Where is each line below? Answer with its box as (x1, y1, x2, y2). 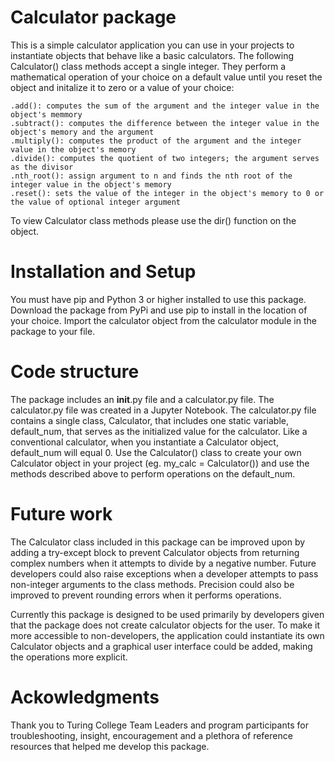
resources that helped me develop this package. (10, 740, 210, 752)
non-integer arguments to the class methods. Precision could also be (10, 578, 295, 590)
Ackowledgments (10, 686, 160, 708)
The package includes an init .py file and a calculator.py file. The (10, 393, 275, 405)
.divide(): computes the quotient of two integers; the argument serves (10, 153, 320, 163)
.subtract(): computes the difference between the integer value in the (10, 118, 320, 128)
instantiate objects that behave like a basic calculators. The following (10, 49, 295, 61)
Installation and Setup (10, 261, 197, 283)
